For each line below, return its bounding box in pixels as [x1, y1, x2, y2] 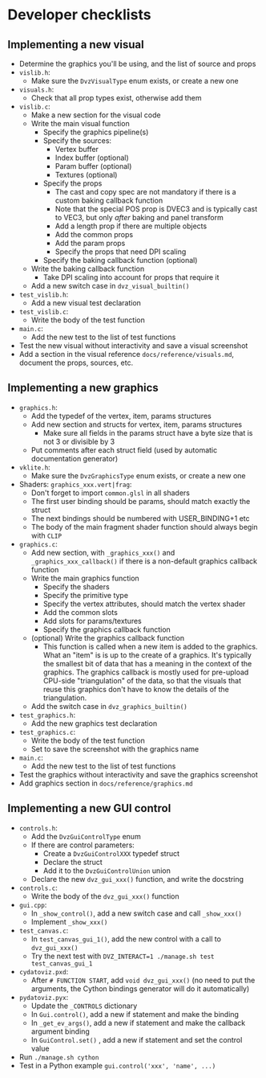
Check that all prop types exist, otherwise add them [30, 93, 202, 102]
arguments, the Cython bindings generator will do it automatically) [30, 983, 250, 994]
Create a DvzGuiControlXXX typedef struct [42, 848, 180, 858]
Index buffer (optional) [54, 153, 129, 162]
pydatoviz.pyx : [18, 992, 69, 1002]
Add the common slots [42, 607, 118, 617]
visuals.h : [18, 84, 54, 94]
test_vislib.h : [18, 289, 69, 299]
